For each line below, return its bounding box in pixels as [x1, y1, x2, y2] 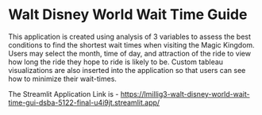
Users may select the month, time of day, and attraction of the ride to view [8, 48, 252, 58]
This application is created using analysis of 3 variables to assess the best [8, 32, 252, 41]
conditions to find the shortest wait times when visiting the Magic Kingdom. [8, 40, 256, 49]
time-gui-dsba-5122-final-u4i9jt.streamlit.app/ [8, 98, 160, 107]
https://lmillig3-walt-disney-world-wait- [120, 89, 250, 98]
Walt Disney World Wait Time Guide [8, 6, 248, 24]
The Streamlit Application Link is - [8, 89, 119, 98]
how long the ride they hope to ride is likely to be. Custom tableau [8, 57, 224, 67]
